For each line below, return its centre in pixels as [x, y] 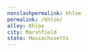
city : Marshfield [32, 32]
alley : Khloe [26, 26]
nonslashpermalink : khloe [44, 13]
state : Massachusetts [38, 38]
